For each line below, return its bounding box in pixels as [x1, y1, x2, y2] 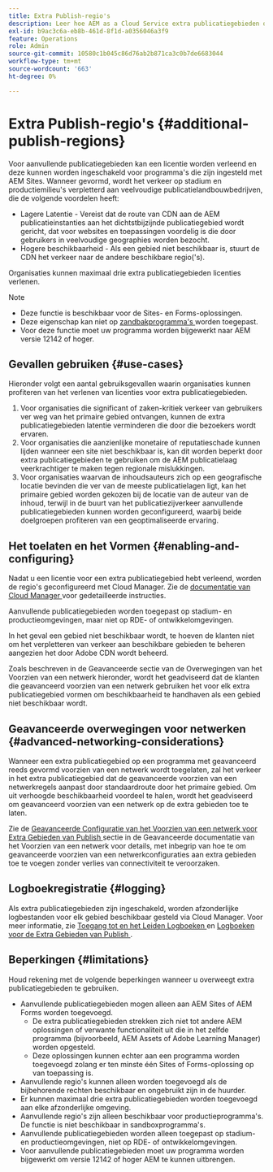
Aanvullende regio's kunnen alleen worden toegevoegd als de [19, 1076, 227, 1086]
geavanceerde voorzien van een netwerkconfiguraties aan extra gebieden [8, 850, 257, 859]
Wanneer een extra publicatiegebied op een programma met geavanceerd [8, 757, 257, 766]
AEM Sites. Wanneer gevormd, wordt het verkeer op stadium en [8, 176, 222, 185]
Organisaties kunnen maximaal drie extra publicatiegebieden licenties [8, 267, 241, 277]
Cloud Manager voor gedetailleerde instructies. [8, 591, 167, 601]
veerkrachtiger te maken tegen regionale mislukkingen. [19, 464, 206, 474]
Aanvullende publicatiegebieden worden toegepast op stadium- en [8, 606, 232, 616]
